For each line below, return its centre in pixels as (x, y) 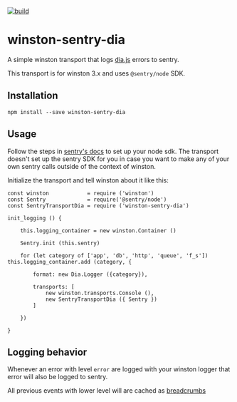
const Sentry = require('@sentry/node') (87, 200)
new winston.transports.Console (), (100, 293)
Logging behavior (47, 352)
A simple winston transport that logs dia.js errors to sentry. (93, 59)
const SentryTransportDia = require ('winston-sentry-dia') (99, 206)
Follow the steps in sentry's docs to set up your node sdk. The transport (113, 151)
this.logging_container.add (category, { (70, 262)
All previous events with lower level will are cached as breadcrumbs (107, 391)
